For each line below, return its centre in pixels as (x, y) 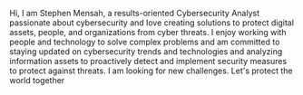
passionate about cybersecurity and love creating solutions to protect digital (152, 23)
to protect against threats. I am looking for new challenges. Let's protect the (151, 71)
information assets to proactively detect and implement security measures (148, 61)
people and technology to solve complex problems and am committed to (145, 42)
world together (37, 80)
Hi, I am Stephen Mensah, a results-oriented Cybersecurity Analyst (135, 13)
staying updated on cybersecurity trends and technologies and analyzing (146, 52)
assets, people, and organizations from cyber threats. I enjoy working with (148, 32)
